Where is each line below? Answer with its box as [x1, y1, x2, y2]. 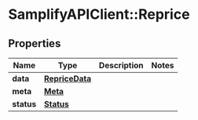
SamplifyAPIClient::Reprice [8, 5, 190, 24]
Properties [8, 37, 61, 50]
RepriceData [43, 73, 92, 84]
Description [98, 60, 144, 71]
